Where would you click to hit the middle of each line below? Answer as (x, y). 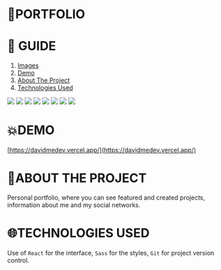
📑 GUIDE (32, 46)
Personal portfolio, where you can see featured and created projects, (106, 197)
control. (18, 260)
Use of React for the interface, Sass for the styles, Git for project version (111, 253)
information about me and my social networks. (74, 205)
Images (28, 66)
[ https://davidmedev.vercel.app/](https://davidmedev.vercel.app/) (102, 150)
